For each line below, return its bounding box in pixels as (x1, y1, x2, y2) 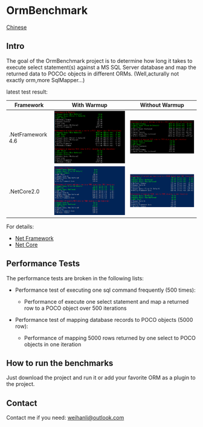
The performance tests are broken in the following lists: (6, 274, 144, 281)
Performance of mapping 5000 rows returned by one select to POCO (24, 334, 196, 341)
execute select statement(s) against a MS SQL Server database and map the (6, 63, 196, 71)
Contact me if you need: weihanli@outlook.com (6, 414, 124, 422)
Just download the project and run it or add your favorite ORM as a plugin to (6, 374, 196, 381)
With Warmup (71, 101, 108, 109)
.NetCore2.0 (8, 188, 40, 195)
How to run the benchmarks (6, 358, 114, 368)
